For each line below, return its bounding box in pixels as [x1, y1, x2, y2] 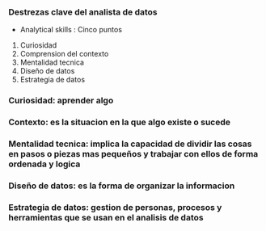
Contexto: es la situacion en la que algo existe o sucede [8, 116, 231, 128]
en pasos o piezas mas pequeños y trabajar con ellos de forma [8, 149, 259, 160]
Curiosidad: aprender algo [8, 95, 114, 107]
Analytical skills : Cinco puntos [19, 25, 123, 35]
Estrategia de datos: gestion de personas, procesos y [8, 201, 222, 212]
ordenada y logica [8, 158, 81, 170]
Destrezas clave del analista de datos [8, 6, 158, 18]
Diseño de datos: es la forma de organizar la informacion [8, 180, 235, 191]
